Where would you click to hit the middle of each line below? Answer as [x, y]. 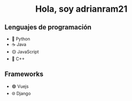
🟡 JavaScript [25, 52]
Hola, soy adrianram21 [81, 9]
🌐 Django [21, 93]
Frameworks [24, 74]
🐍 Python [21, 39]
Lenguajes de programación [48, 27]
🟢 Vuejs [20, 86]
